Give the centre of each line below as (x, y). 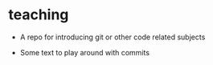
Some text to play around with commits (85, 52)
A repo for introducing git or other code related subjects (113, 37)
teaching (39, 15)
